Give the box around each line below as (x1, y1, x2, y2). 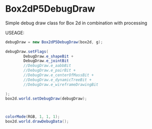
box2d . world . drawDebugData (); (5, 119, 69, 124)
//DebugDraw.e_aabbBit (23, 63, 71, 69)
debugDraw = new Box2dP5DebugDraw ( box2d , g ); (5, 39, 103, 45)
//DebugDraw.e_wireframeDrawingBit (23, 82, 99, 87)
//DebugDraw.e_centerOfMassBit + (23, 73, 94, 78)
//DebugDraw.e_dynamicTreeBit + (23, 77, 92, 82)
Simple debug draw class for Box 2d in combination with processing (5, 20, 147, 26)
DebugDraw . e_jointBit (23, 58, 69, 63)
